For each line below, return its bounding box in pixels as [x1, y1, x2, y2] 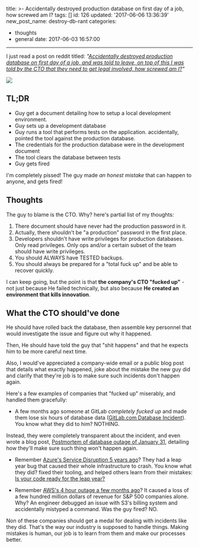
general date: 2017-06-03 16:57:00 [14, 36, 101, 42]
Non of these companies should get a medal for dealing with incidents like [6, 517, 187, 524]
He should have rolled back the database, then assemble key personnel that [6, 324, 191, 331]
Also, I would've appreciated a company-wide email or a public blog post [6, 359, 184, 367]
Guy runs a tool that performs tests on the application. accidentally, [14, 128, 179, 136]
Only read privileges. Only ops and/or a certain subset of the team [14, 241, 176, 249]
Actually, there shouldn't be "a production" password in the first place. [14, 228, 187, 236]
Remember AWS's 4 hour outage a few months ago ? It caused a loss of [14, 487, 190, 494]
